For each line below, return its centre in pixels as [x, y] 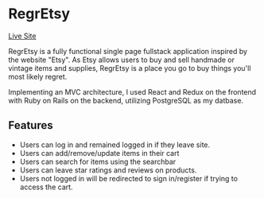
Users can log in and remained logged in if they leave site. [115, 145]
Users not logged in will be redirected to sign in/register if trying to [129, 178]
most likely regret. [38, 76]
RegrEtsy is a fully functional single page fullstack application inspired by [128, 51]
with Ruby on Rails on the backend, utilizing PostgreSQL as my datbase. [126, 100]
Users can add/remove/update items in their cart [99, 153]
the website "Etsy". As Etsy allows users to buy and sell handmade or [122, 60]
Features [31, 125]
